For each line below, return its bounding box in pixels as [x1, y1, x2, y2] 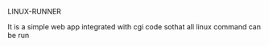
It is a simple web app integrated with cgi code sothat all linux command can [7, 22, 261, 31]
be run [7, 31, 30, 40]
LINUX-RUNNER [7, 7, 62, 16]
